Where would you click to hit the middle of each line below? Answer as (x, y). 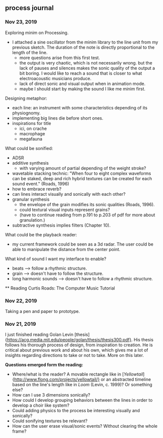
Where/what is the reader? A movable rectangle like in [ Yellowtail (77, 374)
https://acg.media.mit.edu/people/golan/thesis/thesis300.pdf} (69, 340)
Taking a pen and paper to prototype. (42, 311)
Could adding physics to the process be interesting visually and (76, 411)
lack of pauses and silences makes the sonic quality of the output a (87, 68)
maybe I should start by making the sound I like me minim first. (82, 89)
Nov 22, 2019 (21, 301)
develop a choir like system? (41, 405)
